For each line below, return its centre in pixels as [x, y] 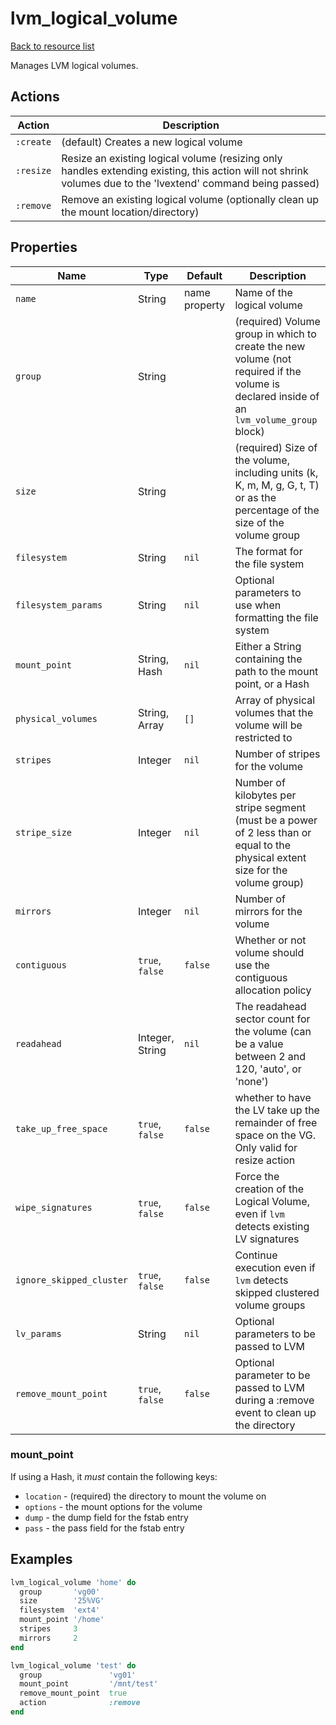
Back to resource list [52, 46]
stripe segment [270, 807]
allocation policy [273, 990]
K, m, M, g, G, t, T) [277, 485]
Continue [256, 1255]
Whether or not [270, 940]
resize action [265, 1160]
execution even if [275, 1267]
